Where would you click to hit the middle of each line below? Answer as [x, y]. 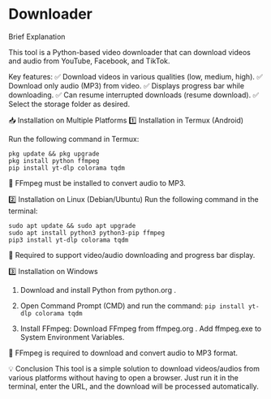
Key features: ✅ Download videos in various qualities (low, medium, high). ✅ [136, 76]
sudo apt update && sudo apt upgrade [72, 225]
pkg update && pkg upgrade [54, 154]
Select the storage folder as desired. [69, 104]
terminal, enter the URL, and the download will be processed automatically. [134, 386]
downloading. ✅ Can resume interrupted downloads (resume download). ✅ [134, 95]
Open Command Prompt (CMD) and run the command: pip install [132, 306]
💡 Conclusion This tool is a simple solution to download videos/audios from [134, 368]
